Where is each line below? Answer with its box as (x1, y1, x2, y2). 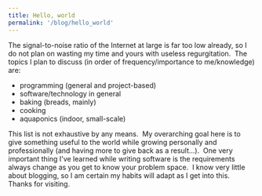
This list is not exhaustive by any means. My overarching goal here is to (8, 129, 241, 138)
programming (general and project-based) (19, 80, 157, 90)
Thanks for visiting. (8, 179, 71, 188)
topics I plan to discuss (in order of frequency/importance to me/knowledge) (8, 56, 255, 67)
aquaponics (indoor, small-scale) (19, 114, 126, 123)
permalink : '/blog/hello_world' (8, 19, 114, 27)
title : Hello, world (8, 11, 76, 20)
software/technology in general (19, 89, 122, 98)
